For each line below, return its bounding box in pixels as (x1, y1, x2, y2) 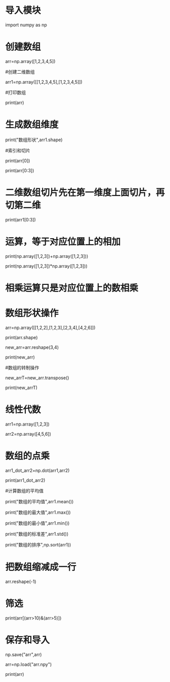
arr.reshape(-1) (5, 578, 36, 584)
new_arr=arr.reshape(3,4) (5, 344, 59, 350)
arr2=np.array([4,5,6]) (5, 431, 52, 437)
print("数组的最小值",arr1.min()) (5, 520, 70, 526)
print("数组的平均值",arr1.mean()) (5, 498, 74, 504)
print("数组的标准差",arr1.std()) (5, 531, 69, 537)
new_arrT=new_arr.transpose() (5, 374, 69, 381)
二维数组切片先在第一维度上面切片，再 (5, 187, 165, 198)
